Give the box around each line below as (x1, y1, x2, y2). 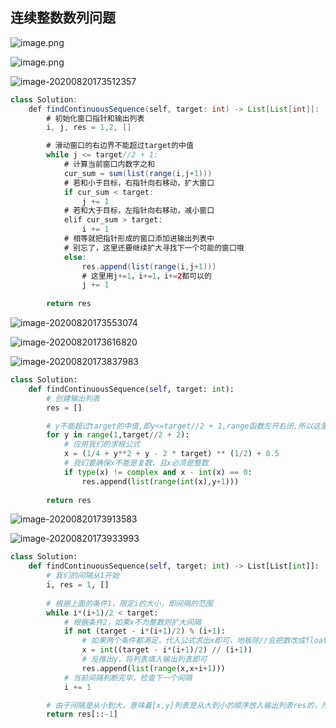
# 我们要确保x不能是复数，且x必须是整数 (63, 458, 209, 468)
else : (63, 252, 87, 262)
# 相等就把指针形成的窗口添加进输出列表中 (63, 234, 215, 244)
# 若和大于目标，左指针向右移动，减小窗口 (63, 206, 215, 216)
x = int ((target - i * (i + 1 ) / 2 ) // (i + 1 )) (81, 645, 253, 655)
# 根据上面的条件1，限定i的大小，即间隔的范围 (46, 598, 213, 608)
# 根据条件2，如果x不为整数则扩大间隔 (63, 617, 202, 627)
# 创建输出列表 (46, 393, 100, 403)
